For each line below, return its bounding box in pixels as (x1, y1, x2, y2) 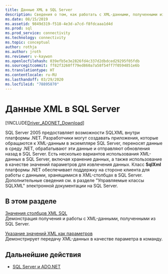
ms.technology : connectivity (5, 35, 66, 40)
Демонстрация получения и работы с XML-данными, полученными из (5, 215, 156, 221)
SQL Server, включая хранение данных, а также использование (25, 156, 162, 162)
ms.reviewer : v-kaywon (5, 53, 52, 59)
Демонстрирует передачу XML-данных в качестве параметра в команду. (5, 236, 163, 242)
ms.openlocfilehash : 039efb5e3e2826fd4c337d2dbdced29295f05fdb (5, 58, 140, 63)
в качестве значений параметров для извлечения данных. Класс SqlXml (5, 161, 161, 167)
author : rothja (5, 44, 37, 49)
